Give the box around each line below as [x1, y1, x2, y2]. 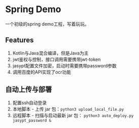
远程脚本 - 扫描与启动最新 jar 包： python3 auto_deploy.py [12, 112, 134, 118]
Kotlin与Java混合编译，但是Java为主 [12, 50, 89, 56]
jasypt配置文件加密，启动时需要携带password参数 [12, 62, 117, 69]
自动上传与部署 [5, 85, 52, 94]
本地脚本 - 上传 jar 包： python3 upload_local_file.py [12, 106, 124, 112]
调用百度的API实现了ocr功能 [12, 69, 71, 75]
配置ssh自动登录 [12, 100, 47, 106]
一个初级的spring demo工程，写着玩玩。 [5, 21, 89, 27]
